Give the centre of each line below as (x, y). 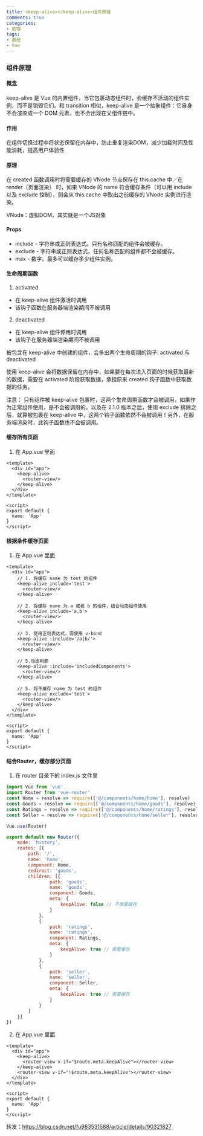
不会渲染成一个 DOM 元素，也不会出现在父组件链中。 (72, 113)
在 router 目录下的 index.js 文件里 (56, 776)
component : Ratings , (75, 938)
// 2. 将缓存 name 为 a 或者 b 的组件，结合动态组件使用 (82, 606)
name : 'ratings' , (71, 932)
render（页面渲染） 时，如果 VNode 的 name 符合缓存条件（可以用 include (99, 187)
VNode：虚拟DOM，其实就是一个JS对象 (56, 215)
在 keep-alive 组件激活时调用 (51, 300)
